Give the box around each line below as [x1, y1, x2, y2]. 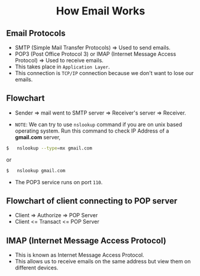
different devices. [14, 264, 59, 271]
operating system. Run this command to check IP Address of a [14, 127, 169, 134]
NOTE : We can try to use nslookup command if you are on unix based [14, 121, 183, 128]
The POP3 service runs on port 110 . [14, 178, 103, 185]
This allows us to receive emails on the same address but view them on [14, 258, 191, 265]
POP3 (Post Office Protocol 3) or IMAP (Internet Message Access [14, 50, 177, 58]
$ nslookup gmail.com [6, 167, 66, 173]
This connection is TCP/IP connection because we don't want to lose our [14, 70, 194, 76]
